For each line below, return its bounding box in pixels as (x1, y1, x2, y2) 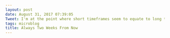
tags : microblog (5, 21, 39, 26)
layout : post (5, 7, 33, 12)
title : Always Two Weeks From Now (5, 26, 78, 31)
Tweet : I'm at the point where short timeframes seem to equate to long (5, 16, 162, 21)
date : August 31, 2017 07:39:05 (5, 12, 73, 17)
